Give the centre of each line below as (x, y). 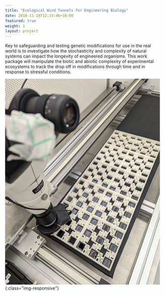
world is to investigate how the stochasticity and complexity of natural (76, 51)
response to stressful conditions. (38, 72)
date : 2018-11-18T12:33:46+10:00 (39, 15)
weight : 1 (15, 26)
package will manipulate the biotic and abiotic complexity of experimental (80, 61)
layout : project (22, 31)
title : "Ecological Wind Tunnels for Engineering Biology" (67, 10)
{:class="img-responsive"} (32, 288)
